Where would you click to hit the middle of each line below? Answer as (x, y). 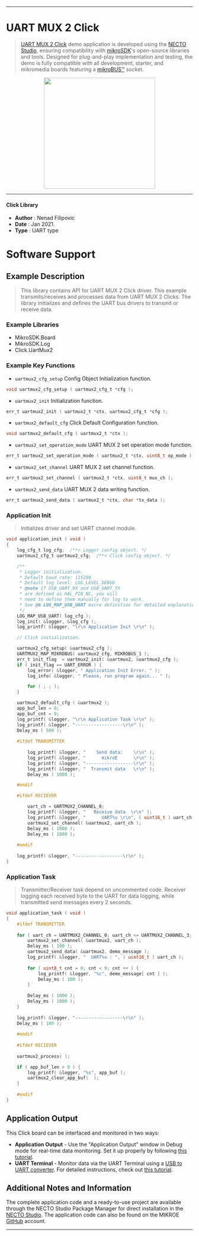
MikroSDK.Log (32, 344)
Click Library (22, 204)
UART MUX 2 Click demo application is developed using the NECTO (103, 44)
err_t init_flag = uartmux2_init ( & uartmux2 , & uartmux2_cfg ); (98, 659)
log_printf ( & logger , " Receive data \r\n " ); (90, 812)
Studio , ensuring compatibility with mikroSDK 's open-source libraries (105, 50)
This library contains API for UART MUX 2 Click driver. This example (104, 290)
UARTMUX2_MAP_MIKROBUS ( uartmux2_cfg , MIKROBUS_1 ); (83, 654)
